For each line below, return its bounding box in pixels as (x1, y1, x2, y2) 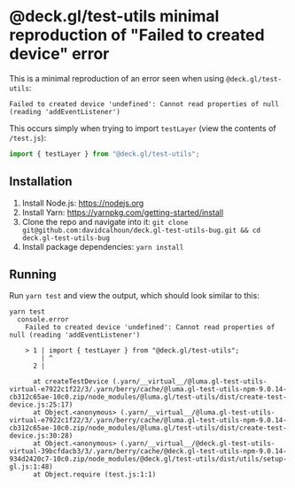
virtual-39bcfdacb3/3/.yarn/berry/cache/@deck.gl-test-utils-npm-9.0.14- (9, 447, 288, 456)
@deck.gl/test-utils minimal (9, 6, 220, 27)
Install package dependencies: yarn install (21, 241, 184, 252)
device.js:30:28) (9, 431, 74, 440)
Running (9, 267, 58, 283)
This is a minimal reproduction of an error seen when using (9, 73, 224, 83)
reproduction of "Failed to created (9, 25, 265, 45)
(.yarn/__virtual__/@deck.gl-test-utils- (120, 439, 276, 448)
